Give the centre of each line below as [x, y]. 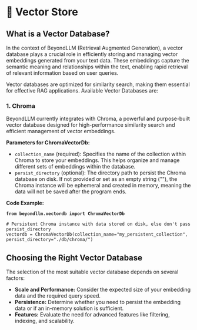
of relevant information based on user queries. [62, 73]
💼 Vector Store [42, 12]
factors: [16, 278]
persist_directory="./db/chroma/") [50, 240]
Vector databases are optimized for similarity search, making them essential [98, 84]
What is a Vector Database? [58, 34]
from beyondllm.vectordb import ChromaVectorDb [66, 214]
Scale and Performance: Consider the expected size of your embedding [103, 290]
